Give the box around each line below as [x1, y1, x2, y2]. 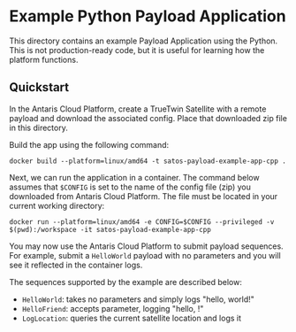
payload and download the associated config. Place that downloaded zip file [9, 112, 287, 123]
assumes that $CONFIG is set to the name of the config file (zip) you [9, 181, 252, 192]
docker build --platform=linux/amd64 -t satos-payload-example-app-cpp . [9, 157, 287, 166]
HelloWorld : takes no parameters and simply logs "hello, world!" [21, 294, 254, 305]
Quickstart [9, 80, 70, 95]
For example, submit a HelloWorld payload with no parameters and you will [9, 250, 281, 260]
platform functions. [9, 54, 79, 65]
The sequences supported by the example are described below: [9, 276, 243, 287]
